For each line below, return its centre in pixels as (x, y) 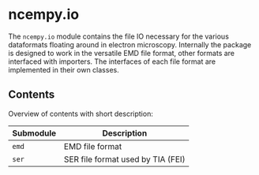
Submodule (34, 133)
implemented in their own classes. (64, 69)
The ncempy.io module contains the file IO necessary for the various (118, 36)
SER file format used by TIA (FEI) (124, 159)
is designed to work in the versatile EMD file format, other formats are (122, 53)
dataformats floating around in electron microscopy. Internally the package (130, 44)
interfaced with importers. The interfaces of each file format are (112, 61)
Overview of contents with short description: (81, 114)
